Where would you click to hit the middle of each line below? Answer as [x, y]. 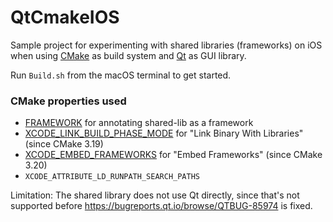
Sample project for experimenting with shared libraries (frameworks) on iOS [166, 45]
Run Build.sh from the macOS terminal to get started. [121, 75]
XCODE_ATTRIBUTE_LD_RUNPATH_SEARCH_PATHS [112, 177]
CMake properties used [68, 101]
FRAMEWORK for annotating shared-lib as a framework [139, 123]
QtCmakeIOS [65, 17]
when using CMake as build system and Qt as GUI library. [128, 55]
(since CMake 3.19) [64, 144]
